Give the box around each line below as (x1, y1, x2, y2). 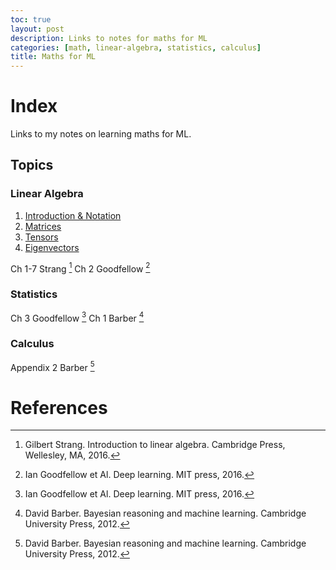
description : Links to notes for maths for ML (10, 33, 208, 43)
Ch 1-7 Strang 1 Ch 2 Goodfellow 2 (10, 261, 151, 275)
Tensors (24, 231, 59, 243)
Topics (10, 157, 54, 174)
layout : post (10, 24, 65, 34)
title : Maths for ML (10, 52, 97, 62)
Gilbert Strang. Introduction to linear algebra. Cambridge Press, (24, 439, 286, 451)
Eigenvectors (24, 241, 80, 253)
